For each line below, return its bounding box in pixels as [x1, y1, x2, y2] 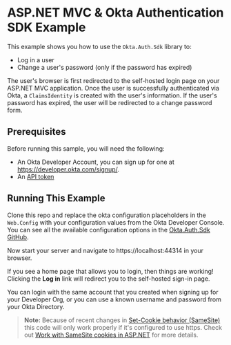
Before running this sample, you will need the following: [7, 144, 165, 153]
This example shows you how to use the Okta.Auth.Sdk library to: [7, 42, 192, 50]
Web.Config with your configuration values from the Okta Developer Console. [7, 218, 225, 226]
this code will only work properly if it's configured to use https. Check [23, 323, 223, 331]
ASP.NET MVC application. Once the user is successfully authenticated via [7, 84, 219, 92]
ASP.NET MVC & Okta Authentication [7, 5, 224, 21]
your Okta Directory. [7, 302, 65, 310]
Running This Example [7, 192, 106, 205]
